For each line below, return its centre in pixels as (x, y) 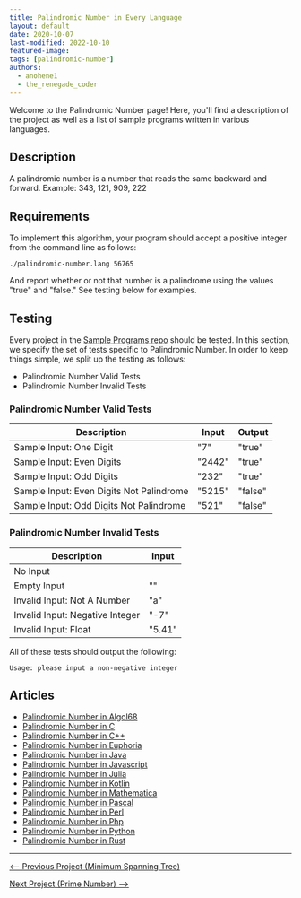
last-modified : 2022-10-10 (60, 43)
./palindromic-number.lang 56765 (72, 264)
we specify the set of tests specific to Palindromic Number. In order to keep (149, 350)
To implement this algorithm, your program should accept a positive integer (148, 238)
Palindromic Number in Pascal (78, 803)
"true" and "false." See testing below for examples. (103, 290)
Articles (32, 696)
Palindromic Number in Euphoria (82, 745)
